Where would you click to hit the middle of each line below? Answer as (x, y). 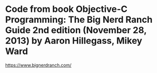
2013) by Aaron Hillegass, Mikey (74, 41)
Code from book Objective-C (66, 9)
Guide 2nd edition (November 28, (76, 30)
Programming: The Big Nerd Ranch (79, 20)
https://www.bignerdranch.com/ (38, 65)
